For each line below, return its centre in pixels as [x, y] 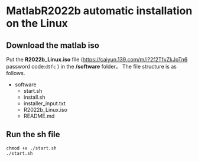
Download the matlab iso [53, 45]
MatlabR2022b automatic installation [99, 11]
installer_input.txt [45, 103]
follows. [16, 73]
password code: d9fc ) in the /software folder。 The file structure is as [92, 67]
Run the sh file [33, 135]
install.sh [34, 97]
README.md [39, 116]
